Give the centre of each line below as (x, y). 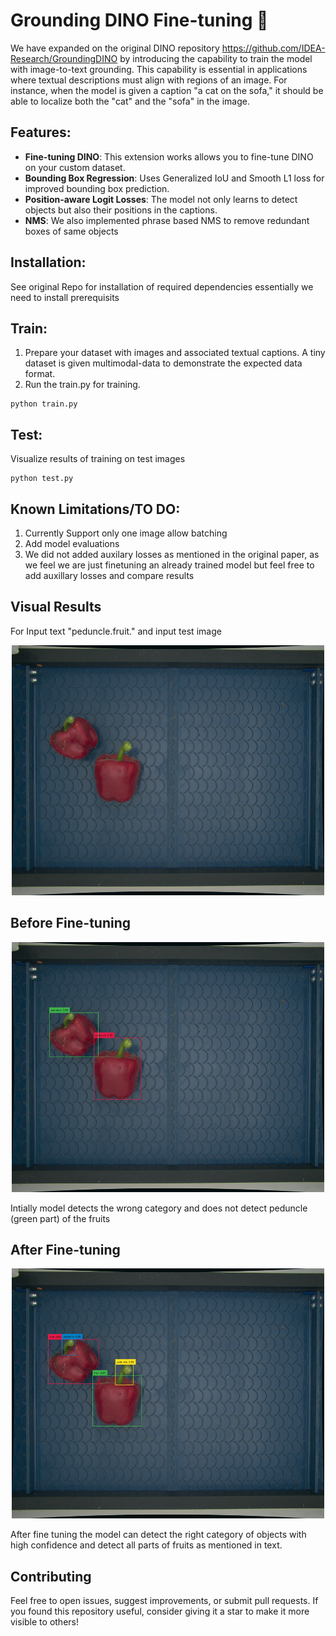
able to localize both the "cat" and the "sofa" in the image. (130, 101)
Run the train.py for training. (82, 385)
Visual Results (56, 607)
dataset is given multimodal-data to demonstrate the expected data (163, 363)
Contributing (51, 1576)
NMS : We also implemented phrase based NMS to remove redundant (167, 220)
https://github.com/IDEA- (273, 48)
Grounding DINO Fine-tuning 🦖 (139, 20)
